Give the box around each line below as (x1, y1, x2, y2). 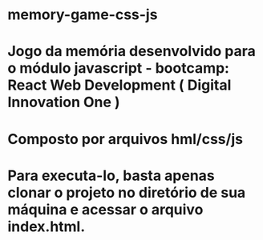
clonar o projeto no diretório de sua (7, 183, 246, 202)
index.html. (7, 218, 86, 235)
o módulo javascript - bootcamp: (7, 59, 230, 78)
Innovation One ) (7, 94, 121, 111)
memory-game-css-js (7, 6, 158, 24)
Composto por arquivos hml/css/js (7, 130, 244, 148)
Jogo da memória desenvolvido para (7, 42, 256, 61)
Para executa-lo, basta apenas (7, 166, 216, 185)
